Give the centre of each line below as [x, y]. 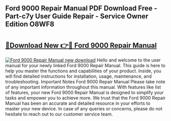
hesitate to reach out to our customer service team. [59, 114]
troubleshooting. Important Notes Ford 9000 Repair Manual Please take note [85, 82]
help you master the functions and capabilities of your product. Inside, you [83, 71]
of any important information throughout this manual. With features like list [83, 87]
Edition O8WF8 [30, 24]
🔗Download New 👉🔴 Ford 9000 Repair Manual [81, 45]
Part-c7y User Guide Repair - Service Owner [77, 17]
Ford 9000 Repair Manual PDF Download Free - [81, 8]
